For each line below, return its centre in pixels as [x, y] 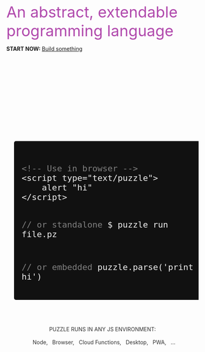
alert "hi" [67, 188]
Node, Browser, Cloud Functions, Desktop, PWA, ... [104, 342]
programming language [90, 31]
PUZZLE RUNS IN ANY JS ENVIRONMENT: [103, 329]
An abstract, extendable [92, 12]
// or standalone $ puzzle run [95, 225]
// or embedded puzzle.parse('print [108, 267]
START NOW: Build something [45, 49]
